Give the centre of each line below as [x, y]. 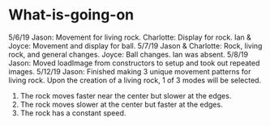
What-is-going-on [71, 15]
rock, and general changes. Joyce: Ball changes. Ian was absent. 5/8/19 [129, 54]
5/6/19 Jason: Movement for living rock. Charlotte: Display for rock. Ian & [130, 37]
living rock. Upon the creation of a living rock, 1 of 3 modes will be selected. [135, 80]
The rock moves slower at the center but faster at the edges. [121, 104]
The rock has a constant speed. [73, 113]
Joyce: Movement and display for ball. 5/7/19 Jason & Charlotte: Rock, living [135, 45]
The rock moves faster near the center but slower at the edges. [126, 95]
